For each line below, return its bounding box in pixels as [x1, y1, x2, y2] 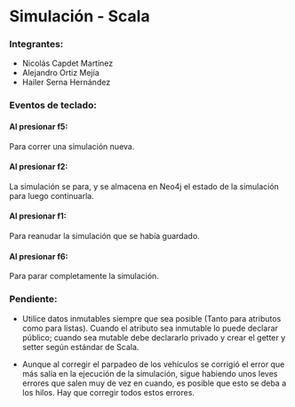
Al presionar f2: [9, 162, 68, 172]
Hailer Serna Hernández [21, 77, 111, 88]
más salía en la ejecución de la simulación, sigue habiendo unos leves [21, 368, 278, 379]
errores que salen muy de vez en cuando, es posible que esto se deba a [21, 378, 287, 388]
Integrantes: [9, 38, 64, 51]
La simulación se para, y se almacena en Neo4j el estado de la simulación [9, 180, 280, 192]
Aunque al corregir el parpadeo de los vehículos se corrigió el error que [21, 358, 285, 370]
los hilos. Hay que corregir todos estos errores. [21, 387, 195, 397]
